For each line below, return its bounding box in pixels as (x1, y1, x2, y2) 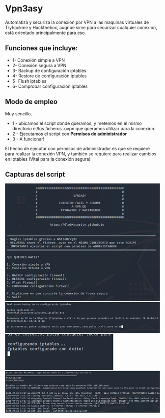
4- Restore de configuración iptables (12, 72, 87, 79)
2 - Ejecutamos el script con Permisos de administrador (12, 131, 127, 137)
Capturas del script (5, 170, 65, 178)
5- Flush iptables (12, 78, 47, 84)
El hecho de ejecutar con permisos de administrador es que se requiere (5, 145, 150, 151)
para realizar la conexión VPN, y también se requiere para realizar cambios (5, 151, 157, 157)
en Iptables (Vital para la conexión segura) (5, 156, 91, 162)
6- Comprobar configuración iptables (12, 83, 88, 89)
